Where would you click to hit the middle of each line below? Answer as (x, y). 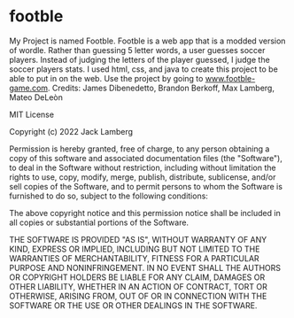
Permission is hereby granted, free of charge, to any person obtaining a (139, 149)
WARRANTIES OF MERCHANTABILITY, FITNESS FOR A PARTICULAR (134, 258)
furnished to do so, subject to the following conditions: (108, 196)
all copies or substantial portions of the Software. (99, 222)
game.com (29, 88)
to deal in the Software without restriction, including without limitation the (143, 167)
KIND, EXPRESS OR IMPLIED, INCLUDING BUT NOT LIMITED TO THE (135, 249)
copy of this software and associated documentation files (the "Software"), (146, 158)
